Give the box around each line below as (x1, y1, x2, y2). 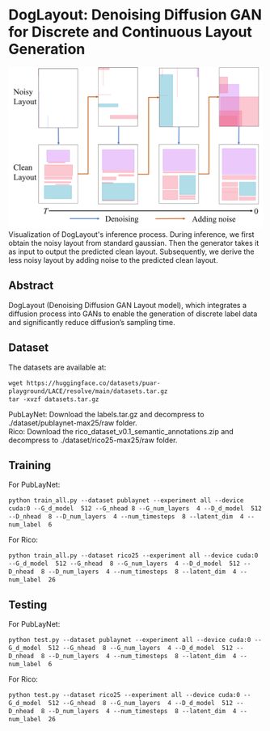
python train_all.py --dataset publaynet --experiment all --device (8, 496, 244, 505)
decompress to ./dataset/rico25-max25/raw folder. (8, 435, 178, 445)
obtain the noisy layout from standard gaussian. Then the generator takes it (8, 238, 259, 247)
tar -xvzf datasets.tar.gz (8, 395, 99, 404)
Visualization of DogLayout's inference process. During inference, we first (8, 229, 255, 239)
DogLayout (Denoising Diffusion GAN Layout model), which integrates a (8, 300, 247, 310)
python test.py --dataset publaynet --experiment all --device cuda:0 (8, 636, 251, 644)
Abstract (8, 279, 54, 293)
